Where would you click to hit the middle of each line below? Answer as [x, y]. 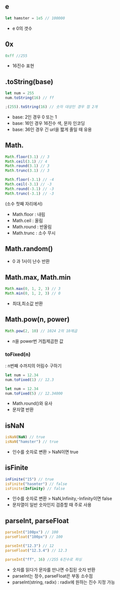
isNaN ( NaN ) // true [25, 437]
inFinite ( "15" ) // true [30, 479]
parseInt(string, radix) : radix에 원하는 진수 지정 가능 [63, 582]
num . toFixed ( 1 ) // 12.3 [30, 380]
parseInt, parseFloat [37, 521]
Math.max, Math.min [38, 277]
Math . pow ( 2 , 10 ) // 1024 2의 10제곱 [41, 331]
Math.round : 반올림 [32, 226]
